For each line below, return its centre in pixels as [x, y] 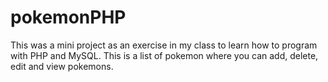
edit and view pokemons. [62, 66]
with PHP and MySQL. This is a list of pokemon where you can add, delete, [164, 55]
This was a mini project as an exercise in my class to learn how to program [164, 45]
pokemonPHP [68, 17]
